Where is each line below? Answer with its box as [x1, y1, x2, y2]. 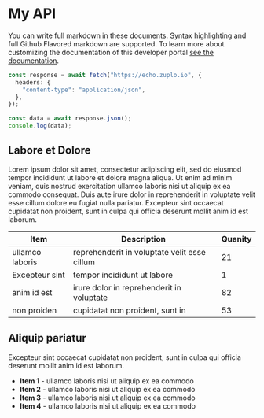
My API [8, 5, 57, 23]
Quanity [221, 233, 252, 244]
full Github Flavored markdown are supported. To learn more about [8, 39, 225, 48]
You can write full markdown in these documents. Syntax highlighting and [8, 31, 247, 40]
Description [121, 233, 167, 244]
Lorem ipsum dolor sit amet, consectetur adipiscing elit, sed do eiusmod [8, 165, 242, 174]
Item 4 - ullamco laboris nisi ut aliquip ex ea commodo [19, 401, 196, 410]
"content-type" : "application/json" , [22, 86, 146, 94]
